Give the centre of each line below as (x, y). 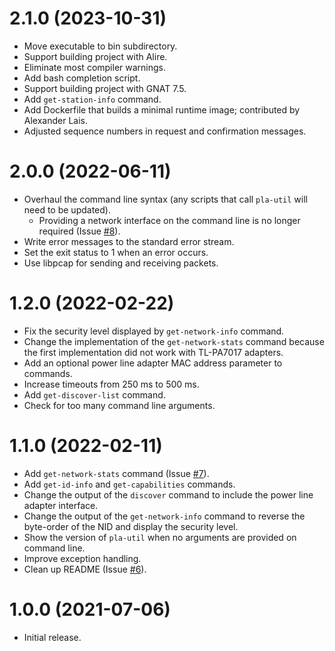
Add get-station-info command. (92, 99)
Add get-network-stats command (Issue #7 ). (116, 473)
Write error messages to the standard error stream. (129, 241)
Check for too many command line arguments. (119, 405)
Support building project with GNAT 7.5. (105, 88)
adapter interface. (61, 505)
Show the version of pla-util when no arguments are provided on (160, 537)
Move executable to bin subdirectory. (100, 46)
